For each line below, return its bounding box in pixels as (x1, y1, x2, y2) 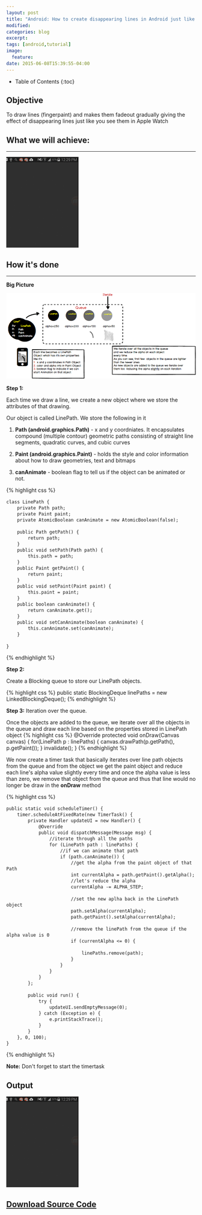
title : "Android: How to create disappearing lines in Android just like (6, 16, 195, 22)
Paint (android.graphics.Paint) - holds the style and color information (14, 450, 189, 458)
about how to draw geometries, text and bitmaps (14, 457, 136, 464)
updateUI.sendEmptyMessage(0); (49, 1004, 128, 1011)
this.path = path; (28, 553, 74, 559)
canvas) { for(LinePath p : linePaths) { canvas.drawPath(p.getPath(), (6, 738, 175, 745)
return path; (28, 535, 61, 541)
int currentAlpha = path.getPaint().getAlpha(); (70, 872, 195, 878)
